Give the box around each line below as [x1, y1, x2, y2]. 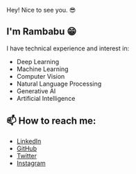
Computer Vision [16, 72, 65, 80]
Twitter [16, 151, 37, 159]
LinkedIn [16, 137, 42, 145]
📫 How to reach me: [6, 115, 96, 127]
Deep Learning [16, 57, 60, 66]
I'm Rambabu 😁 [6, 26, 77, 37]
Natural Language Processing [16, 79, 102, 88]
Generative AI [16, 86, 56, 95]
